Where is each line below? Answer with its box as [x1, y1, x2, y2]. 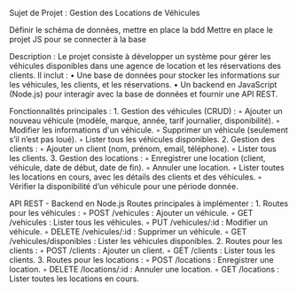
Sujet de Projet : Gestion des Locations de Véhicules [9, 8, 200, 18]
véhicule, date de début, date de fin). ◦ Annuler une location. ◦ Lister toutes [9, 163, 285, 172]
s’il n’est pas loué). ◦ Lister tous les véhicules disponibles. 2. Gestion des [9, 134, 275, 144]
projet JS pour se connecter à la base [9, 34, 146, 44]
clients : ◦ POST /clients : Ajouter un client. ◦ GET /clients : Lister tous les [9, 245, 276, 256]
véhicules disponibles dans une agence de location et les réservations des [9, 61, 282, 71]
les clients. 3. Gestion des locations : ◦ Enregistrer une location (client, [9, 153, 266, 163]
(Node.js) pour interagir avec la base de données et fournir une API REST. [9, 88, 278, 99]
